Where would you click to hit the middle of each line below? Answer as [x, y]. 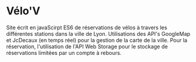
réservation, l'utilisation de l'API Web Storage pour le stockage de [87, 46]
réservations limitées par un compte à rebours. [64, 52]
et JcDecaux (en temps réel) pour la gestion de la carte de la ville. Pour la [97, 40]
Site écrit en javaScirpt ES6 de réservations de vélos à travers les [87, 27]
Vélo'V [23, 11]
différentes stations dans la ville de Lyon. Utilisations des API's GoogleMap [98, 33]
